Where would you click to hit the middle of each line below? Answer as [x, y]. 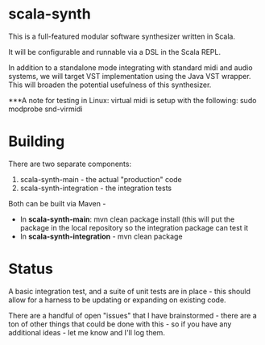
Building [37, 141]
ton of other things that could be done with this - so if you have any [120, 324]
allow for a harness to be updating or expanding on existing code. [118, 300]
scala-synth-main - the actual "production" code [101, 179]
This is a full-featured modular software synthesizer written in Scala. [122, 36]
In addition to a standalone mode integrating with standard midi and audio [130, 67]
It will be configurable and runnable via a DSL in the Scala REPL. [115, 52]
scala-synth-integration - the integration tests [95, 188]
